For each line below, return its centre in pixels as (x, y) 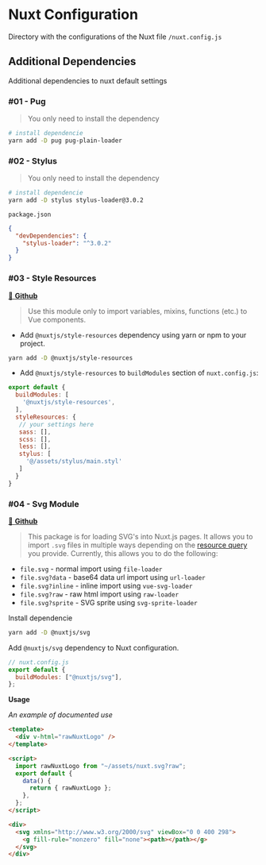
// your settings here (56, 424)
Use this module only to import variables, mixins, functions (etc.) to (137, 311)
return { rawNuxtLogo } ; (70, 788)
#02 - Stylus (33, 160)
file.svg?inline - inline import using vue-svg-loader (106, 585)
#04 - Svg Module (44, 504)
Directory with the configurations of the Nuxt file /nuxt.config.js (115, 37)
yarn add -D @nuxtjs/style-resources (71, 358)
